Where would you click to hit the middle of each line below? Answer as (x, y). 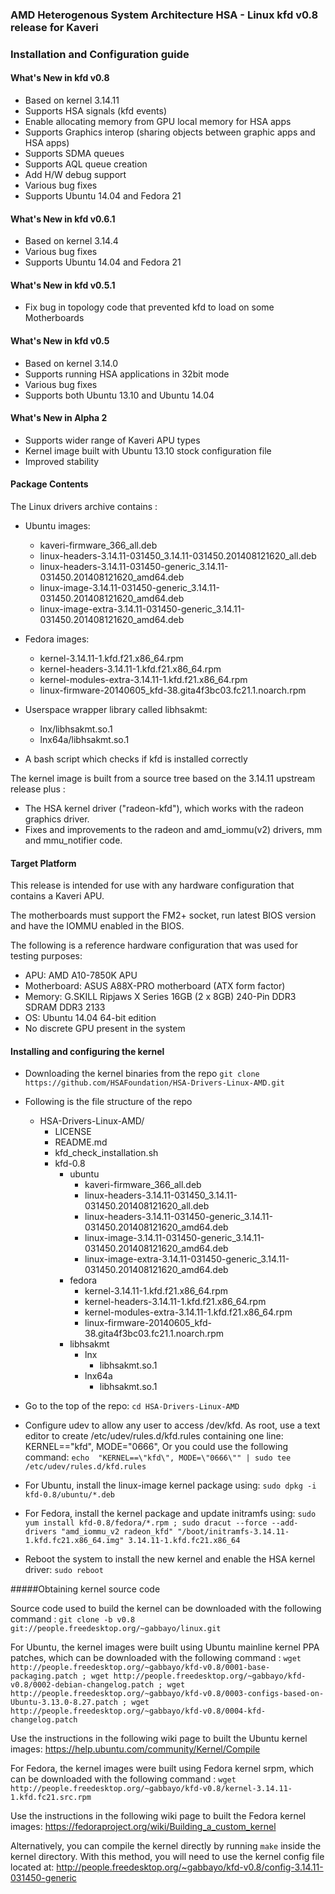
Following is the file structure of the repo (108, 1102)
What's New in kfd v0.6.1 (63, 219)
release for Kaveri (54, 27)
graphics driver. (57, 819)
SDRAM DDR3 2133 (65, 1007)
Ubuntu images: (57, 526)
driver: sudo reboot (64, 1570)
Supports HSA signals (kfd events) (95, 111)
